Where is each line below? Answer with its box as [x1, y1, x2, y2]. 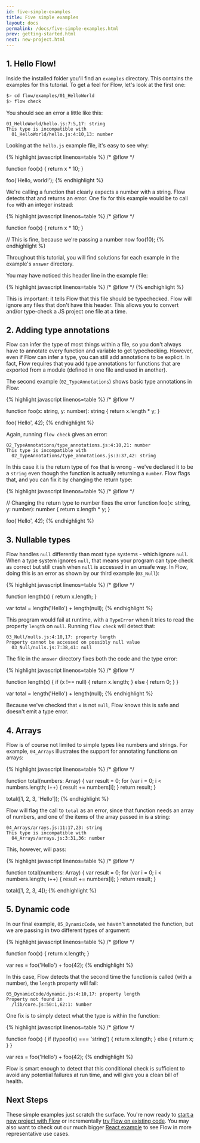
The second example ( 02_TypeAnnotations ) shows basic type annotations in [6, 378, 192, 385]
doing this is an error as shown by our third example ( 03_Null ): [6, 570, 160, 577]
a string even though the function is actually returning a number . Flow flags [6, 470, 190, 477]
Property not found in [6, 996, 63, 1002]
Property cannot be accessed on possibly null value [6, 640, 140, 646]
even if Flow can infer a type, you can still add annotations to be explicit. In [6, 354, 190, 361]
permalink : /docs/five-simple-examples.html [6, 25, 119, 32]
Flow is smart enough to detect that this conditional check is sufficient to [6, 1064, 185, 1072]
